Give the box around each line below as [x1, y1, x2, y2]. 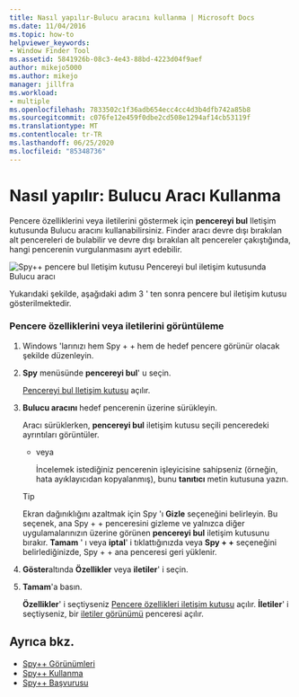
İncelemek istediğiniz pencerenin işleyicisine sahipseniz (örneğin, [35, 463, 278, 474]
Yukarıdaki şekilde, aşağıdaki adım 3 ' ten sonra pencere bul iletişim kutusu [9, 288, 287, 299]
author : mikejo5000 [9, 64, 83, 73]
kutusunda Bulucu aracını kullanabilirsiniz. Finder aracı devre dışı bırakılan [9, 225, 283, 235]
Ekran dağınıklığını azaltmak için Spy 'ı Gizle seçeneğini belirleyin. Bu [22, 508, 278, 519]
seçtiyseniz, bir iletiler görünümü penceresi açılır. [22, 608, 205, 619]
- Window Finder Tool [9, 47, 91, 56]
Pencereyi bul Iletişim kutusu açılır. [22, 384, 151, 395]
